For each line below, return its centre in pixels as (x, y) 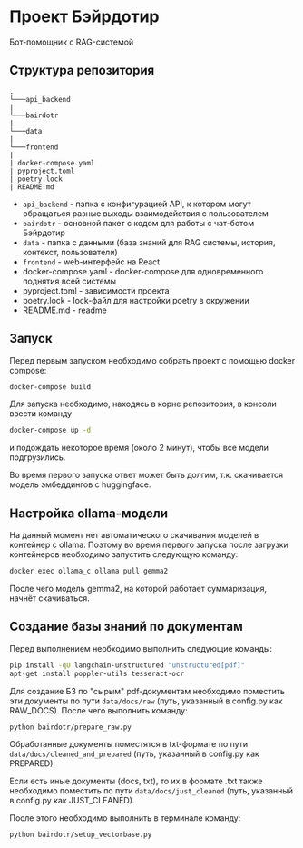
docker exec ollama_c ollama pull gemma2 (89, 571)
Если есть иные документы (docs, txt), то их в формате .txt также (136, 781)
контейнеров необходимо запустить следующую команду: (124, 554)
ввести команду (41, 414)
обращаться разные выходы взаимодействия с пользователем (146, 213)
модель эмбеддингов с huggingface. (80, 484)
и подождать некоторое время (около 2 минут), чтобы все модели (139, 448)
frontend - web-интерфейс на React (91, 262)
